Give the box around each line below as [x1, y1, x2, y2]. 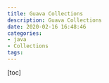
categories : [7, 29, 42, 37]
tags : [7, 50, 23, 56]
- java [7, 36, 27, 43]
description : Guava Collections [7, 17, 102, 24]
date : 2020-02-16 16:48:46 [7, 23, 86, 30]
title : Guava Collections [7, 10, 83, 17]
